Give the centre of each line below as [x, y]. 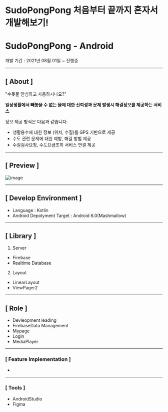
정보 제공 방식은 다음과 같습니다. [37, 121]
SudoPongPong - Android [59, 46]
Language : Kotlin [30, 210]
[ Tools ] [15, 388]
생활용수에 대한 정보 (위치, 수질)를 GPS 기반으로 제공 [64, 132]
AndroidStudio [27, 398]
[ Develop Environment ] [43, 198]
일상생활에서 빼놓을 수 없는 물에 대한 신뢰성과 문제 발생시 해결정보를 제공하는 [79, 105]
